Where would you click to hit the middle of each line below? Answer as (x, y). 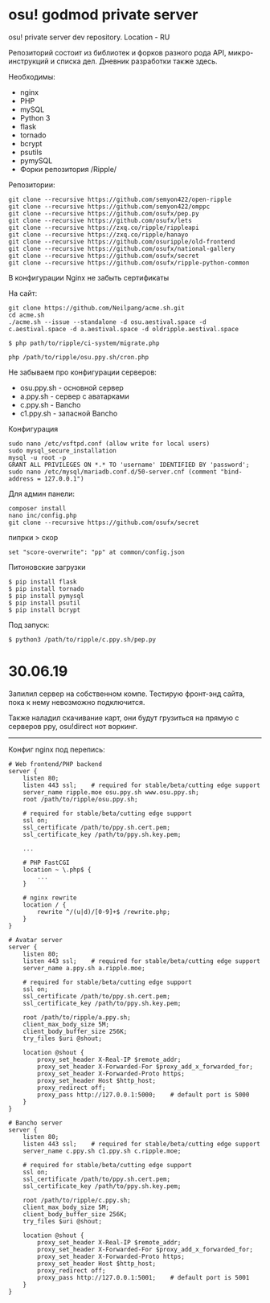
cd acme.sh (27, 315)
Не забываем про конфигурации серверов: (82, 372)
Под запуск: (29, 625)
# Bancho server (35, 1123)
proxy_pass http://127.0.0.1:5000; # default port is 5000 (143, 1095)
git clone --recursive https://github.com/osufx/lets (100, 220)
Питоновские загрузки (47, 567)
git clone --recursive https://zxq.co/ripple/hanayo (98, 235)
